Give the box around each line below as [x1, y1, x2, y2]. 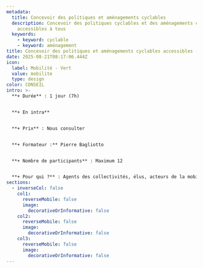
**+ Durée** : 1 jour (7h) [11, 93, 80, 99]
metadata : [6, 8, 31, 15]
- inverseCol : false [11, 185, 63, 191]
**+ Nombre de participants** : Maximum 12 [11, 158, 123, 164]
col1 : [17, 191, 31, 197]
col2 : [17, 213, 31, 219]
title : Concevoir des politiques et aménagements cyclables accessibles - [6, 48, 199, 54]
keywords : [11, 31, 36, 37]
